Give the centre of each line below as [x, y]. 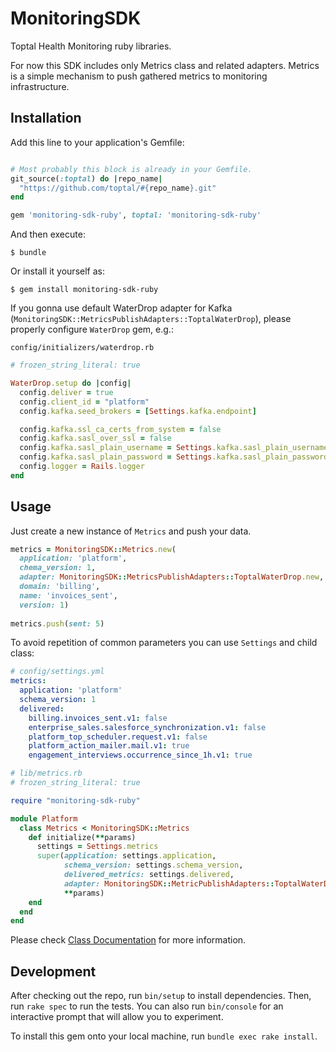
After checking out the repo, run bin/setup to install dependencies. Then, [161, 996]
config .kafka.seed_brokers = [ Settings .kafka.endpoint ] [138, 411]
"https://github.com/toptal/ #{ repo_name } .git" [118, 188]
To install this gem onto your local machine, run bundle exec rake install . [164, 1036]
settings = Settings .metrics [97, 847]
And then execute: [48, 234]
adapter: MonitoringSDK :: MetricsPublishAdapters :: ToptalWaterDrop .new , [172, 577]
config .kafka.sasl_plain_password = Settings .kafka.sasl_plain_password [174, 457]
